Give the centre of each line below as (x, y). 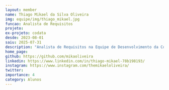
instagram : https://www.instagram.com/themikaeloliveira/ (67, 65)
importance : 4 (20, 75)
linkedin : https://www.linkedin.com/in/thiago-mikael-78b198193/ (75, 61)
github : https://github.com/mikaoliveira (49, 56)
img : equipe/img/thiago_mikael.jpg (43, 19)
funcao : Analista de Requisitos (39, 24)
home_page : (17, 51)
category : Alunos (23, 79)
